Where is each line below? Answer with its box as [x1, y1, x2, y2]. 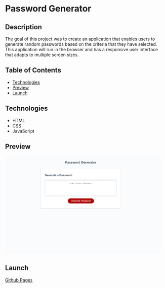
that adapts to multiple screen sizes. [5, 52, 79, 58]
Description [5, 23, 42, 31]
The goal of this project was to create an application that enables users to [5, 36, 155, 42]
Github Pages [5, 277, 33, 283]
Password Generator [5, 3, 91, 14]
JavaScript [12, 128, 35, 134]
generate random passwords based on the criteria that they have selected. [5, 41, 157, 47]
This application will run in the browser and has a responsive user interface [5, 47, 158, 52]
